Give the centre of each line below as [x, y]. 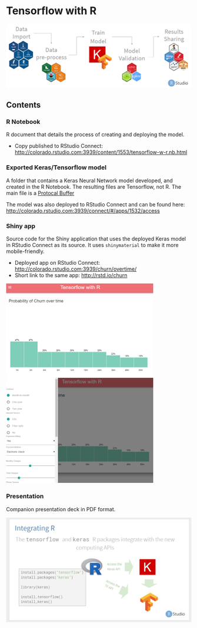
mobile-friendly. [26, 251]
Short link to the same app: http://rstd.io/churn [71, 275]
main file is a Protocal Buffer [40, 193]
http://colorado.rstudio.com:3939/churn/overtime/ [76, 269]
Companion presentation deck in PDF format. [61, 509]
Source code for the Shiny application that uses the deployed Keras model [96, 239]
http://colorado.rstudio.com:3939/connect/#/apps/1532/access [83, 211]
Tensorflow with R [51, 11]
